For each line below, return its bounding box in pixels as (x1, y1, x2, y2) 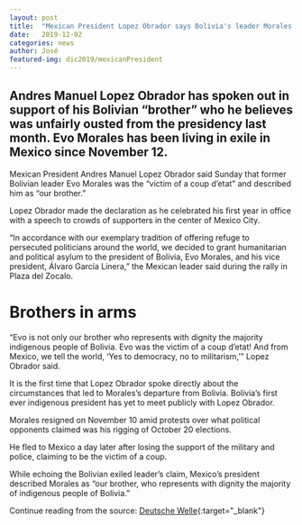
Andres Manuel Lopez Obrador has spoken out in (9, 88, 290, 104)
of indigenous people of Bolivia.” (9, 487, 131, 498)
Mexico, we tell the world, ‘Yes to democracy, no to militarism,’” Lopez (9, 350, 270, 361)
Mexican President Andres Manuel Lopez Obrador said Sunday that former (9, 168, 287, 179)
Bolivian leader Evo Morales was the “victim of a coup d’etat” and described (9, 177, 291, 189)
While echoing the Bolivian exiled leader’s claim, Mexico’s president (9, 468, 260, 479)
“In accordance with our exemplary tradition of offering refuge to (9, 231, 250, 243)
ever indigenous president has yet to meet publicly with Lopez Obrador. (9, 397, 275, 408)
